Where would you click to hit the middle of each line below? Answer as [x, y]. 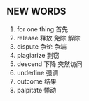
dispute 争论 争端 [42, 46]
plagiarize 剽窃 [38, 55]
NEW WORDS [36, 11]
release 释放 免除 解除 [48, 38]
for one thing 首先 [42, 29]
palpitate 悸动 [36, 90]
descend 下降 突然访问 [49, 64]
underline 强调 [37, 72]
